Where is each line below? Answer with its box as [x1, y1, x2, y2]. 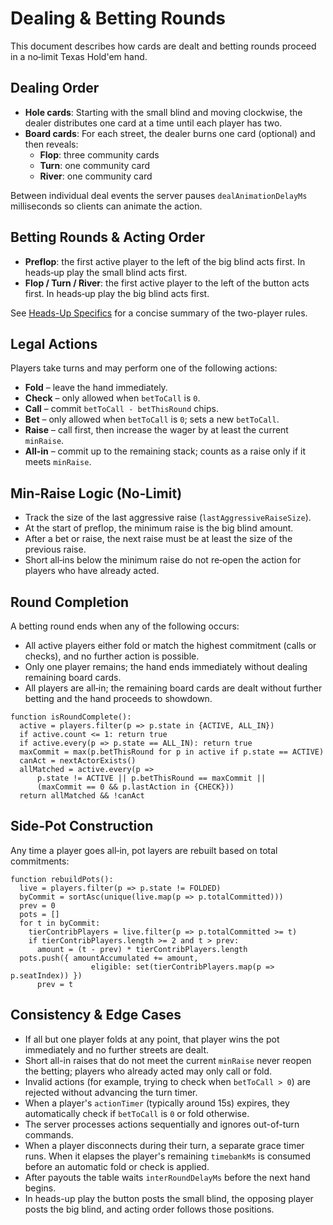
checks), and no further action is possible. [24, 650, 200, 662]
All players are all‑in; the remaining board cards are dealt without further [24, 682, 323, 694]
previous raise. [24, 543, 87, 556]
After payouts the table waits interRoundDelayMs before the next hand [24, 1171, 311, 1183]
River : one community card [39, 170, 153, 182]
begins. [24, 1182, 57, 1194]
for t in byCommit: [19, 918, 101, 928]
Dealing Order [10, 80, 100, 97]
